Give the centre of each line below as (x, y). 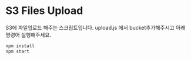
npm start (18, 51)
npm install (20, 46)
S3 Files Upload (44, 11)
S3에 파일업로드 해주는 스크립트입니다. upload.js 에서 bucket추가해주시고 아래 (95, 27)
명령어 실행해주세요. (28, 35)
